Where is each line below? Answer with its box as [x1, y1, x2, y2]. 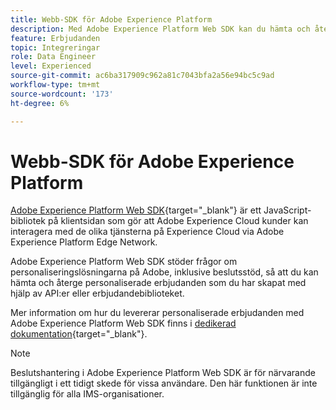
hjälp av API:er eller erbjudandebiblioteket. [10, 287, 185, 300]
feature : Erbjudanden [10, 33, 101, 43]
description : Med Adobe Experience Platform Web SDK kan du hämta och [10, 24, 311, 34]
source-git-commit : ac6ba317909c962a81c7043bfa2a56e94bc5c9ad [10, 71, 275, 81]
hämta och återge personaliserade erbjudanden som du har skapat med [10, 277, 307, 289]
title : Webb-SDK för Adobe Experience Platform [10, 14, 213, 25]
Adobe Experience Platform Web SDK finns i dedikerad [10, 317, 237, 330]
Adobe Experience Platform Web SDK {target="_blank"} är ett [10, 204, 262, 216]
